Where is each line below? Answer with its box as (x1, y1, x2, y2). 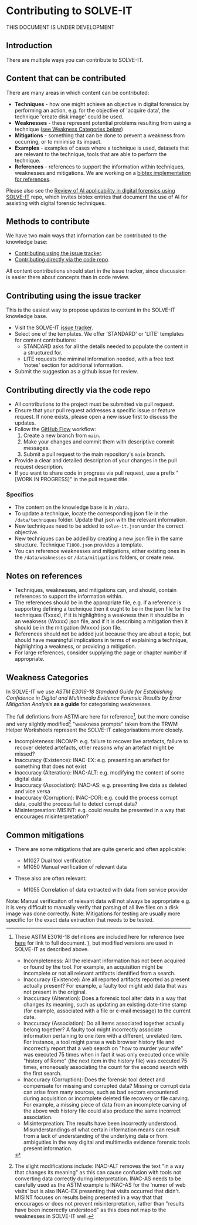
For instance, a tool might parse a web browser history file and (23, 1038, 175, 1046)
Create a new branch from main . (23, 432, 101, 439)
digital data (14, 776, 42, 783)
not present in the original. (23, 988, 87, 996)
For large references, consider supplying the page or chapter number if (14, 649, 187, 656)
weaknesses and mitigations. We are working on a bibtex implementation (14, 169, 191, 176)
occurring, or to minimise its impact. (14, 138, 102, 145)
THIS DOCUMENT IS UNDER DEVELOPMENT (6, 24, 115, 31)
